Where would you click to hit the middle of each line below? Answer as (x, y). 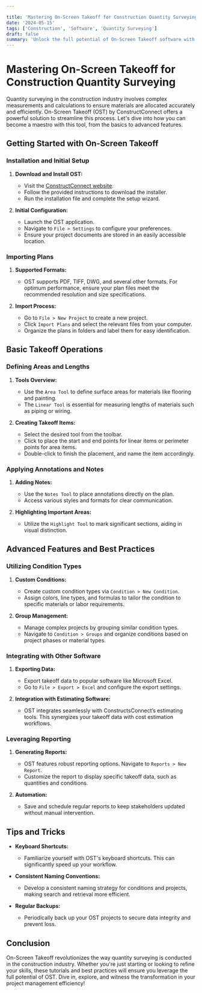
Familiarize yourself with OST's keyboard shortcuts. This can (99, 858)
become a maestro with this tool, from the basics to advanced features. (95, 125)
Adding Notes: (33, 482)
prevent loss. (40, 924)
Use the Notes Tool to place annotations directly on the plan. (99, 494)
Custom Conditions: (41, 580)
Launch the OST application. (59, 222)
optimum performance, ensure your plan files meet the (92, 288)
